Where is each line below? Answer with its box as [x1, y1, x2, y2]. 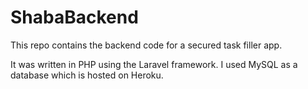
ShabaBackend [10, 6, 139, 29]
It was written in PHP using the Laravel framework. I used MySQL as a [10, 58, 298, 70]
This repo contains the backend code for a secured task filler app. [10, 39, 283, 51]
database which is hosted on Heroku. [10, 69, 164, 81]
